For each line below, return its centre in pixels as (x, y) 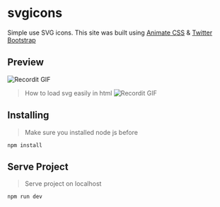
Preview (26, 63)
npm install (25, 145)
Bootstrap (22, 40)
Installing (28, 116)
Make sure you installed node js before (81, 132)
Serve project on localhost (63, 184)
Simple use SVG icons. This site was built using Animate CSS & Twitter (110, 32)
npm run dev (25, 197)
